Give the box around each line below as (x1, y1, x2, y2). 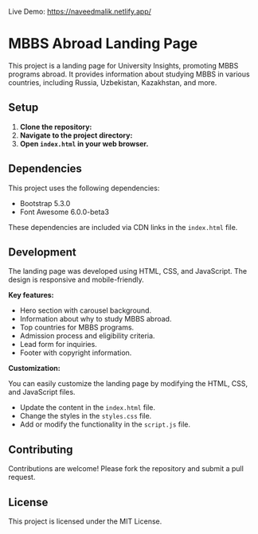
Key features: (8, 290, 54, 300)
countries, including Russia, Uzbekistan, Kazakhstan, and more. (8, 77, 217, 87)
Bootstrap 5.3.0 (19, 198, 71, 208)
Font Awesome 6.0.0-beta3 (19, 207, 110, 216)
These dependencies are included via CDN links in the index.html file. (8, 222, 238, 232)
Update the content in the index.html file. (19, 403, 156, 412)
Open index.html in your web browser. (19, 138, 149, 148)
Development (8, 245, 77, 259)
